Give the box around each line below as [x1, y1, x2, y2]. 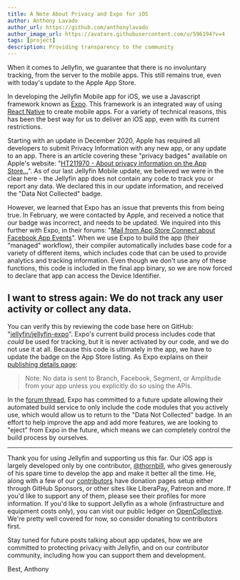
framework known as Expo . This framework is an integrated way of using [7, 100, 223, 108]
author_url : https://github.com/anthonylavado [7, 24, 149, 31]
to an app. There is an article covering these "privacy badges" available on [7, 151, 227, 160]
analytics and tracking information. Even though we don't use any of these [7, 256, 226, 265]
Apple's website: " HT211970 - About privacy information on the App [7, 159, 207, 168]
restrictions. [7, 123, 43, 131]
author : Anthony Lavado [7, 17, 79, 24]
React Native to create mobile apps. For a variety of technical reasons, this [7, 108, 227, 116]
